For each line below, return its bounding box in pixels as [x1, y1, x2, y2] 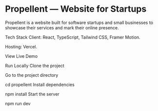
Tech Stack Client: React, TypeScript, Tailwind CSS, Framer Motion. [5, 34, 140, 40]
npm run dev [5, 100, 31, 106]
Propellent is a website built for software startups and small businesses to [5, 20, 154, 25]
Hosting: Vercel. [5, 44, 38, 49]
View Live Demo [5, 53, 38, 59]
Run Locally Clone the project [5, 63, 64, 68]
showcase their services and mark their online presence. [5, 24, 119, 30]
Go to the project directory [5, 72, 59, 78]
